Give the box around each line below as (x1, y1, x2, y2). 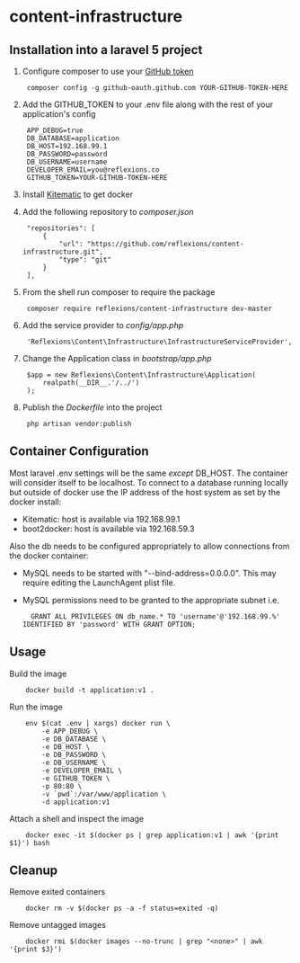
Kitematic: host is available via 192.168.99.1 (22, 513, 181, 524)
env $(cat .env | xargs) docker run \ (25, 718, 171, 727)
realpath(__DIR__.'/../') (42, 379, 140, 388)
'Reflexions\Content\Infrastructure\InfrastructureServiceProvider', (26, 337, 293, 346)
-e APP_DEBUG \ (41, 727, 99, 736)
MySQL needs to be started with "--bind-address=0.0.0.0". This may (22, 567, 277, 578)
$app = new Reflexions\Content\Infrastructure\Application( (26, 370, 257, 379)
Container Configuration (9, 443, 150, 459)
